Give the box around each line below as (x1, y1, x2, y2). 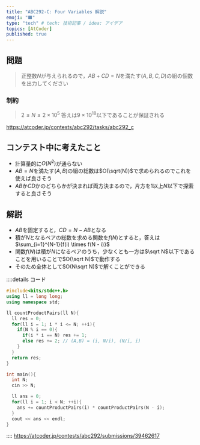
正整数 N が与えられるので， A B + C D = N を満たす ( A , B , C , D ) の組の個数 (20, 72, 193, 79)
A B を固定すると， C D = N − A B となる (14, 227, 107, 234)
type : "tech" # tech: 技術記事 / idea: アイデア (6, 20, 123, 26)
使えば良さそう (14, 175, 52, 182)
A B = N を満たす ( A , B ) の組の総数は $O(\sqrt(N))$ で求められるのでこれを (14, 167, 191, 175)
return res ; (11, 355, 42, 361)
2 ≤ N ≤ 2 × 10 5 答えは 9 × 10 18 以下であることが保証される (20, 110, 165, 118)
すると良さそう (14, 190, 52, 197)
